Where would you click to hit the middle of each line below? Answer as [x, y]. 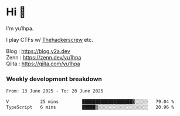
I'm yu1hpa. [20, 28]
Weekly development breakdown [54, 79]
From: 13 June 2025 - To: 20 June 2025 [55, 91]
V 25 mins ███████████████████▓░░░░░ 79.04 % [90, 102]
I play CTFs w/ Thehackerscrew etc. [50, 39]
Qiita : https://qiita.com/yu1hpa [43, 64]
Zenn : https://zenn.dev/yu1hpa [44, 57]
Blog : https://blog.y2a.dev [38, 51]
